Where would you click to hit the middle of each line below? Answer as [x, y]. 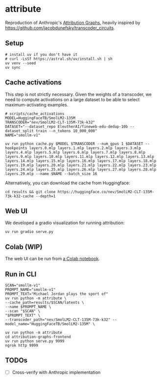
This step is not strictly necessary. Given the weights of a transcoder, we [78, 94]
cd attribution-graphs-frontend [38, 337]
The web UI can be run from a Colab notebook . [53, 259]
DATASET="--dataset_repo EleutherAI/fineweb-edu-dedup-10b [67, 127]
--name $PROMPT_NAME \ [28, 307]
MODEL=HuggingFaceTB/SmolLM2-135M [40, 118]
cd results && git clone [30, 192]
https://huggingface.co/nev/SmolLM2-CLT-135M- [106, 192]
